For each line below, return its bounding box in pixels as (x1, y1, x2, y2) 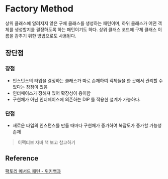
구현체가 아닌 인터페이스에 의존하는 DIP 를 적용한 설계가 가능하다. (12, 96, 141, 102)
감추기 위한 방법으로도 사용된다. (14, 33, 76, 39)
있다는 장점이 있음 (12, 84, 48, 90)
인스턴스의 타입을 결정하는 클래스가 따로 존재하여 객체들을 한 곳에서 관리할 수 (12, 77, 163, 83)
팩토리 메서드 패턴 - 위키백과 (5, 168, 61, 174)
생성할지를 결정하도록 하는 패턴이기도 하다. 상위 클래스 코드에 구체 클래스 (14, 26, 157, 33)
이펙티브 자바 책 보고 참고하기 (17, 139, 75, 145)
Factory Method (5, 3, 74, 15)
